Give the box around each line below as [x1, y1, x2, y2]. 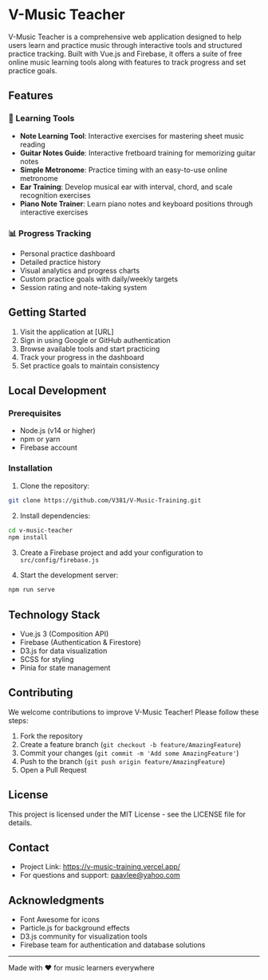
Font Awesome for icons [19, 915, 100, 924]
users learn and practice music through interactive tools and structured [8, 40, 242, 49]
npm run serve [8, 586, 56, 594]
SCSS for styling [19, 655, 74, 664]
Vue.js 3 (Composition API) [19, 629, 109, 639]
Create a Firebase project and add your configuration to [19, 548, 203, 557]
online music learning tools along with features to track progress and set [8, 57, 246, 67]
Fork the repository [19, 731, 84, 741]
